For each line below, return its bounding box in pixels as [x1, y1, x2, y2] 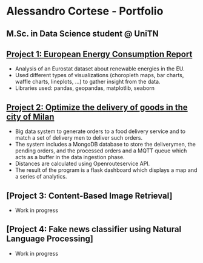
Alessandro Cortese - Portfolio [6, 4, 164, 18]
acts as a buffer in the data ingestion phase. [15, 154, 125, 161]
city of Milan [6, 111, 55, 122]
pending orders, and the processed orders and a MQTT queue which [15, 147, 187, 154]
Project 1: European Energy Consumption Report [6, 49, 193, 59]
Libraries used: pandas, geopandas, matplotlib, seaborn [15, 84, 155, 92]
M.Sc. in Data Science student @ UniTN [6, 29, 159, 39]
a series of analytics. [15, 173, 67, 180]
